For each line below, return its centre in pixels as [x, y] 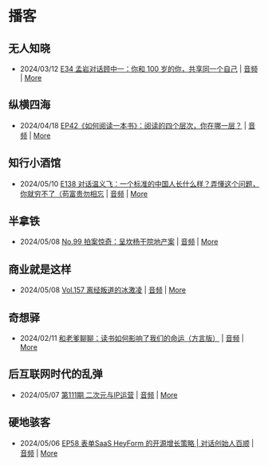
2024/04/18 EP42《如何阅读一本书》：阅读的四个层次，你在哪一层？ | [133, 125]
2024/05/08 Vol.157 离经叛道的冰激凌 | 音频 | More [102, 290]
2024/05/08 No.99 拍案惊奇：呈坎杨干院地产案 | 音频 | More [119, 242]
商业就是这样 [40, 269]
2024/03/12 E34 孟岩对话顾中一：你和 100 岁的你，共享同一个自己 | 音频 [139, 69]
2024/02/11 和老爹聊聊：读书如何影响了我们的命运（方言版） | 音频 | [132, 339]
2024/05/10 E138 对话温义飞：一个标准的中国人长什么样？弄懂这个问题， [140, 183]
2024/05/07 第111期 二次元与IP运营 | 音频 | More [99, 394]
